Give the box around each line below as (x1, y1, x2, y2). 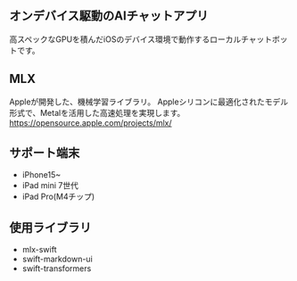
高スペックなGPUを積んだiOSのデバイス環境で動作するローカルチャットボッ (9, 34, 288, 45)
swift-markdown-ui (21, 253, 94, 265)
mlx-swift (21, 244, 57, 255)
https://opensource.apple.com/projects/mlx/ (9, 117, 172, 128)
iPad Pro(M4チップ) (21, 191, 95, 202)
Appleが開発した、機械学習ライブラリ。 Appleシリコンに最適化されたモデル (9, 96, 289, 107)
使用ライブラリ (9, 219, 92, 235)
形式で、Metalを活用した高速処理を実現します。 (9, 107, 186, 118)
